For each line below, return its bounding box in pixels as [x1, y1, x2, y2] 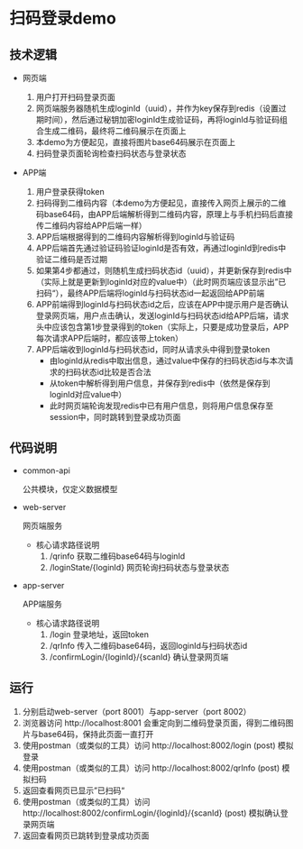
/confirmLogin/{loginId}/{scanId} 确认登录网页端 [49, 651, 229, 662]
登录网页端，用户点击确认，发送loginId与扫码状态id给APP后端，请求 [35, 310, 289, 321]
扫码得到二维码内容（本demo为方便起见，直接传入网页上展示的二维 [35, 197, 287, 208]
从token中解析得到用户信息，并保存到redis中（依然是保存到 [49, 378, 271, 388]
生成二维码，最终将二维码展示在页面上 [43, 125, 187, 136]
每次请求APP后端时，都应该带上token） [35, 333, 183, 343]
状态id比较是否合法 [80, 367, 151, 377]
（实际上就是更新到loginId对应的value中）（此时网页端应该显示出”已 [35, 277, 287, 287]
